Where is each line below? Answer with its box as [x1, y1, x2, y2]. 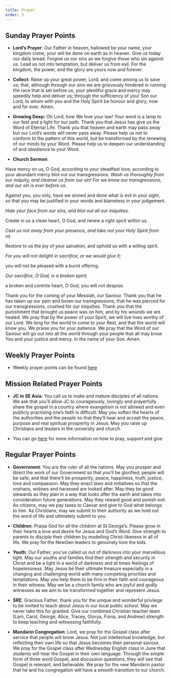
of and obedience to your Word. [12, 146, 80, 153]
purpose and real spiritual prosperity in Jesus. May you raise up [12, 420, 147, 426]
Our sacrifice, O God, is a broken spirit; [5, 272, 88, 279]
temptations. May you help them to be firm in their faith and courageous [12, 576, 164, 582]
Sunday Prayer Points [5, 31, 76, 40]
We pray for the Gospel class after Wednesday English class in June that [12, 645, 166, 651]
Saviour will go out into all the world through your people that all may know [5, 331, 162, 337]
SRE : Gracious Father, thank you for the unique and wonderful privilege [12, 597, 163, 603]
